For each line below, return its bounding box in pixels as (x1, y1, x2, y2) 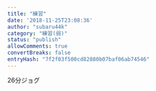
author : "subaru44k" (7, 23, 68, 30)
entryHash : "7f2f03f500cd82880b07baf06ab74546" (7, 56, 150, 63)
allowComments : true (7, 43, 68, 50)
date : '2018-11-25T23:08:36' (7, 17, 93, 24)
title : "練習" (7, 10, 47, 17)
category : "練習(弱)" (7, 29, 68, 37)
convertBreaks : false (7, 50, 71, 57)
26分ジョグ (7, 76, 40, 84)
